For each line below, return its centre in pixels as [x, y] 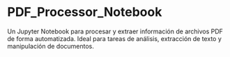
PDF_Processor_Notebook [85, 12]
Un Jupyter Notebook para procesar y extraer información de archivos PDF [115, 31]
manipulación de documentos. [51, 46]
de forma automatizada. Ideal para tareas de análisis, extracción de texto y [114, 38]
